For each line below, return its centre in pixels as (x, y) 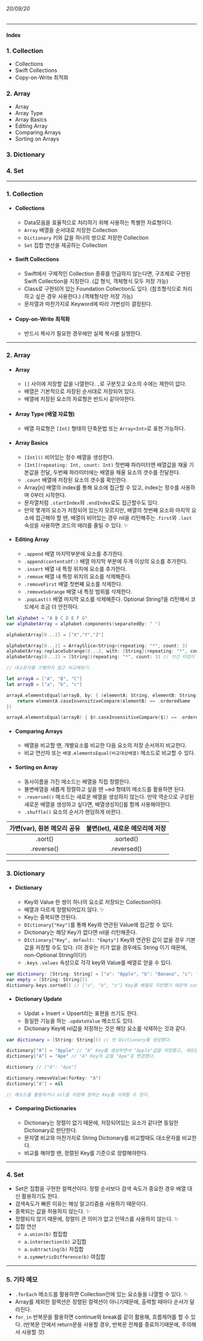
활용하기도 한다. (40, 1196)
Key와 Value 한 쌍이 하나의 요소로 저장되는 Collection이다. (93, 902)
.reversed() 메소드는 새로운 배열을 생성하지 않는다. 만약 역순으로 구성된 (109, 796)
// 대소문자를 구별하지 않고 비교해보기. (49, 668)
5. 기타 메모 (22, 1280)
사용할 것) (33, 1332)
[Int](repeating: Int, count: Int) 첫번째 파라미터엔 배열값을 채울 (106, 465)
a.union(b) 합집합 (46, 1234)
